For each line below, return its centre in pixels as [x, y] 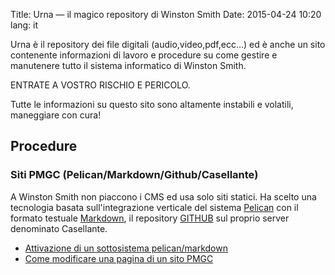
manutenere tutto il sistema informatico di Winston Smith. [128, 65]
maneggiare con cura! [56, 115]
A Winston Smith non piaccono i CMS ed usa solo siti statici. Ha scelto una [163, 196]
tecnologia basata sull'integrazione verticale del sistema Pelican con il [154, 207]
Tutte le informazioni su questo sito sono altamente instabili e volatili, [152, 104]
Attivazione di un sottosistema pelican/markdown [126, 248]
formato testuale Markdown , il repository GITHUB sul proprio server [150, 218]
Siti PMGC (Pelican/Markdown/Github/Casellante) [134, 175]
